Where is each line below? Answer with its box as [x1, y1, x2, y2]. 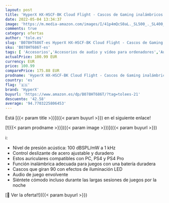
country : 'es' [5, 78, 35, 83]
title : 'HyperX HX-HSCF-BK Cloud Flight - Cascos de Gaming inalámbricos [5, 12, 163, 17]
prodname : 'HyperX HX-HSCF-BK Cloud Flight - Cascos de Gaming [5, 73, 141, 78]
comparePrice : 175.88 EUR [5, 69, 59, 74]
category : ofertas [5, 31, 44, 36]
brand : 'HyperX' [5, 87, 39, 92]
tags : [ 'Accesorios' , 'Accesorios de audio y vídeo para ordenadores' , [5, 49, 158, 54]
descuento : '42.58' [5, 96, 46, 101]
